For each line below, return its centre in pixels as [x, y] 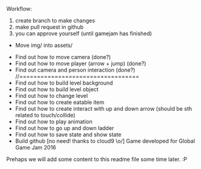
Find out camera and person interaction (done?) [75, 70]
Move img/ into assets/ [44, 45]
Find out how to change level [51, 96]
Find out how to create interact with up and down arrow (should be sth [104, 109]
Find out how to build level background [64, 83]
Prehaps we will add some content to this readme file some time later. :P [97, 159]
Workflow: [19, 9]
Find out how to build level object [57, 89]
